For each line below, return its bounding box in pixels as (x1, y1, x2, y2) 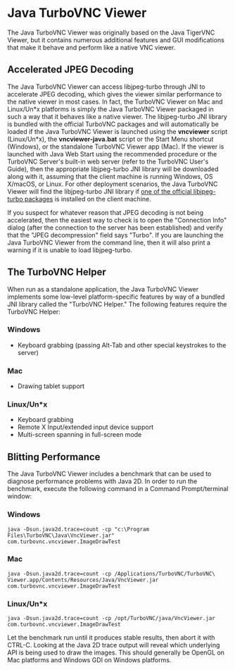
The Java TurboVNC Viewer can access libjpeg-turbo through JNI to (7, 82, 205, 91)
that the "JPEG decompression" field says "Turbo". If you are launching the (7, 230, 224, 239)
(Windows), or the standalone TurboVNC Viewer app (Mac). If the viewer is (7, 142, 224, 151)
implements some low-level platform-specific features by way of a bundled (7, 292, 225, 301)
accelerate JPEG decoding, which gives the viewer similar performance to (7, 89, 222, 98)
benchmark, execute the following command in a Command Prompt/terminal (7, 485, 229, 493)
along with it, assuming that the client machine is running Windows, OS (7, 172, 213, 180)
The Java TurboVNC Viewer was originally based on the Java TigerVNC (7, 28, 215, 37)
